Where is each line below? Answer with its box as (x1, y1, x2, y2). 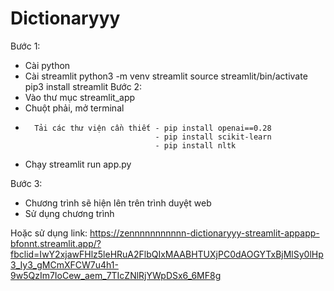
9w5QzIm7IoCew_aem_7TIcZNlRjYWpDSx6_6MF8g (10, 269, 222, 281)
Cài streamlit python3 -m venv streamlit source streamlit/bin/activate (24, 70, 308, 82)
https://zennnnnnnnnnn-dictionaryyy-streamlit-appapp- (89, 227, 320, 239)
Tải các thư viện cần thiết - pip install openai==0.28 (34, 123, 272, 133)
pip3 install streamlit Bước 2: (24, 80, 143, 92)
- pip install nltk (154, 140, 237, 151)
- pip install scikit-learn (154, 132, 272, 142)
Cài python (24, 59, 71, 71)
